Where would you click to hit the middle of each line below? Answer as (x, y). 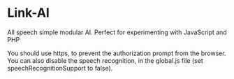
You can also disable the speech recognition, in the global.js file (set (105, 60)
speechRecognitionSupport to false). (60, 68)
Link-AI (29, 13)
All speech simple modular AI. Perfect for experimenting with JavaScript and (117, 32)
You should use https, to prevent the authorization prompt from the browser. (117, 53)
